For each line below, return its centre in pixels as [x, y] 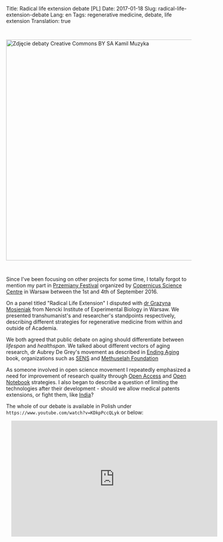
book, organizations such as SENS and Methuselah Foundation [82, 358]
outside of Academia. [32, 328]
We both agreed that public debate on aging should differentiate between [95, 339]
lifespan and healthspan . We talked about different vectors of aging [88, 346]
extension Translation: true [39, 21]
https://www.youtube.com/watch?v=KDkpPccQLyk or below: [75, 412]
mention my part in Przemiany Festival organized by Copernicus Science [94, 285]
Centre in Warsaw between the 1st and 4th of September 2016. [82, 292]
